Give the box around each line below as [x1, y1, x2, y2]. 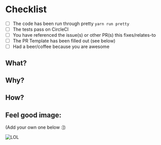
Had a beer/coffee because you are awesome [12, 43, 110, 50]
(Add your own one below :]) [5, 124, 66, 131]
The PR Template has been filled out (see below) [12, 38, 116, 44]
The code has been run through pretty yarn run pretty [12, 20, 130, 27]
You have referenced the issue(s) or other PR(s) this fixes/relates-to [12, 32, 156, 38]
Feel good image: [5, 111, 62, 119]
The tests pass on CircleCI [12, 27, 69, 32]
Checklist [5, 4, 47, 15]
